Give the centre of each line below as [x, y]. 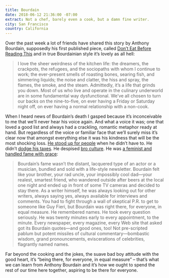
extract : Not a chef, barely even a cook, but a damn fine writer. [77, 19]
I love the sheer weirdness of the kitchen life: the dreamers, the [83, 64]
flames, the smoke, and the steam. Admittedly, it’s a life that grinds [86, 85]
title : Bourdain [22, 10]
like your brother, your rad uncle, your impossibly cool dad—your [85, 174]
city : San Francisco [27, 24]
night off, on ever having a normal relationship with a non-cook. [83, 107]
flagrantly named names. [43, 244]
